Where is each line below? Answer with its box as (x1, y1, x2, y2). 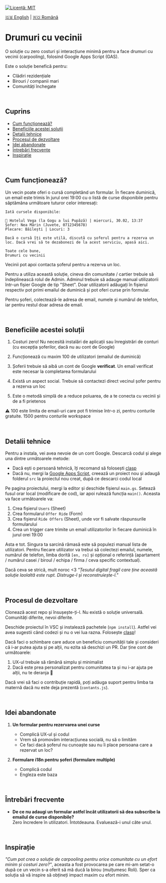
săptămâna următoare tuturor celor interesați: (5, 200, 98, 206)
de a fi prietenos (12, 398, 46, 404)
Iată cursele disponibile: (5, 209, 61, 214)
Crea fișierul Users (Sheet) (12, 506, 66, 512)
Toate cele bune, (5, 248, 41, 253)
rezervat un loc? (19, 747, 53, 753)
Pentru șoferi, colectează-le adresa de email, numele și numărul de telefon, (5, 296, 159, 302)
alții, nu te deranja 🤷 (12, 670, 54, 675)
